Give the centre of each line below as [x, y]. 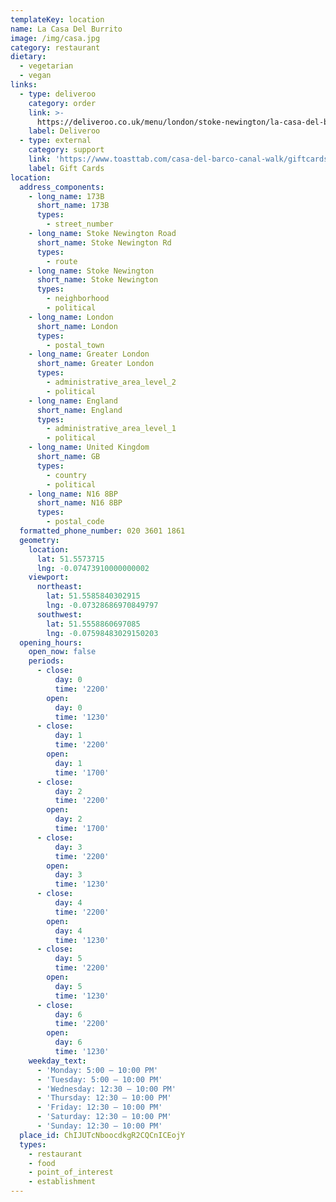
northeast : [59, 587]
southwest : [59, 614]
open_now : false [62, 652]
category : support [66, 150]
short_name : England [79, 410]
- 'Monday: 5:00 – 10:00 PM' [97, 1070]
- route [62, 261]
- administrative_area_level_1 [111, 429]
